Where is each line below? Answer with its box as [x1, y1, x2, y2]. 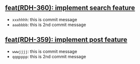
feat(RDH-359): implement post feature [5, 36, 127, 44]
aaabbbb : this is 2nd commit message [12, 22, 87, 27]
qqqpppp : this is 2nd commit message [12, 53, 87, 59]
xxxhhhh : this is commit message [12, 16, 77, 22]
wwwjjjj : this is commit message [12, 48, 77, 54]
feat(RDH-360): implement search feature [5, 4, 135, 12]
